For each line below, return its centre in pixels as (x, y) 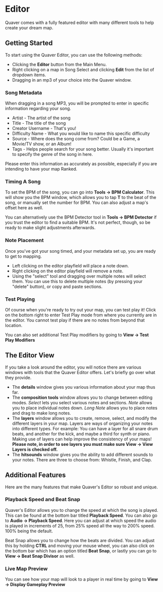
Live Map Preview (26, 569)
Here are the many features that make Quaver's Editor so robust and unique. (81, 487)
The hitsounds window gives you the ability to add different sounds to (82, 454)
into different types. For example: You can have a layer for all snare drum (85, 428)
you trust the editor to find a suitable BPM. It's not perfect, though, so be (78, 222)
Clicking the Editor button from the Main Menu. (59, 64)
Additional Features (36, 475)
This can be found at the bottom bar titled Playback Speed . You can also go (81, 515)
